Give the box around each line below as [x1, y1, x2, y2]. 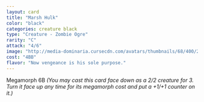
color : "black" [6, 20, 45, 26]
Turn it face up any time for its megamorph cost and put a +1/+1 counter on [6, 83, 195, 90]
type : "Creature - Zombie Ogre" [6, 32, 88, 38]
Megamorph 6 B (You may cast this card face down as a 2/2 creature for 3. [6, 76, 194, 84]
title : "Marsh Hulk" [6, 15, 59, 21]
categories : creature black [6, 25, 78, 32]
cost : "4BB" [6, 54, 36, 60]
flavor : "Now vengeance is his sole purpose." [6, 59, 126, 66]
